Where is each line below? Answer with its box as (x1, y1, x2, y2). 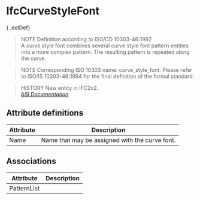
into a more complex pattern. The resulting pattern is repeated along (20, 48, 190, 55)
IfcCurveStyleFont (6, 4, 100, 18)
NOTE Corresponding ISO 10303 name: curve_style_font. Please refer (20, 66, 193, 73)
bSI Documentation (20, 90, 69, 98)
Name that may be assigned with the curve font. (41, 136, 176, 144)
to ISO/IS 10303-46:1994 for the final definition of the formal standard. (20, 72, 195, 80)
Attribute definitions (6, 108, 84, 118)
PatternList (9, 184, 40, 192)
